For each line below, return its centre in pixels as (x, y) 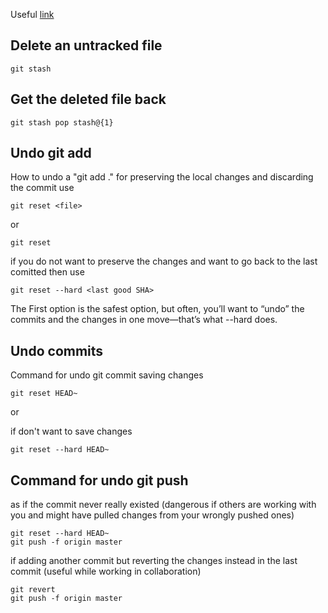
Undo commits (57, 350)
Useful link (32, 14)
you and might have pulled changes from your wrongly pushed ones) (152, 515)
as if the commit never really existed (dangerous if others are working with (163, 505)
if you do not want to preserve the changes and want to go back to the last (164, 261)
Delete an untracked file (86, 45)
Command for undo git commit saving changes (107, 375)
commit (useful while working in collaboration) (106, 571)
